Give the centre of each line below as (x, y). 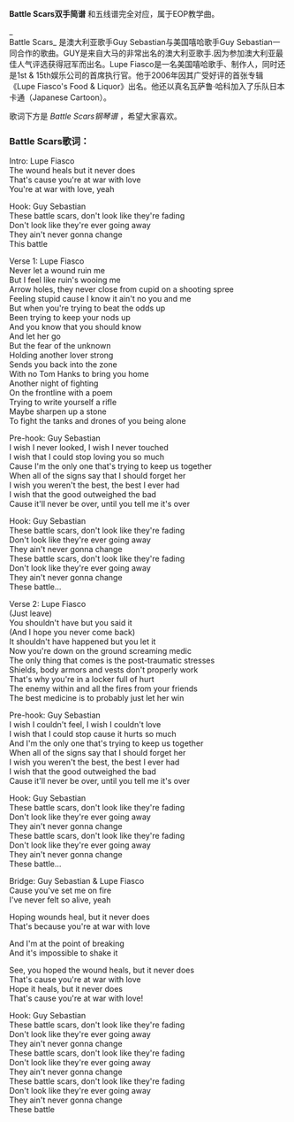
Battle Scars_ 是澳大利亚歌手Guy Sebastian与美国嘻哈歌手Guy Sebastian (141, 42)
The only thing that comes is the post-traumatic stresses (112, 661)
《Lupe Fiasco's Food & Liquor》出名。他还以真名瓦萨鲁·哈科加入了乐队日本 (147, 86)
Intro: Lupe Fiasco (42, 161)
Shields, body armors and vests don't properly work (104, 670)
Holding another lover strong (61, 355)
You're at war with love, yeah (62, 189)
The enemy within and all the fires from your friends (104, 688)
